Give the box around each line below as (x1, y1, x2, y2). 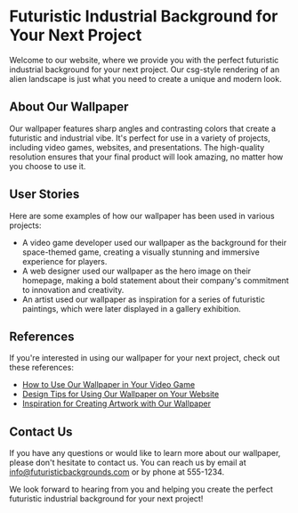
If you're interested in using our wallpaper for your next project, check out (9, 353, 280, 363)
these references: (9, 362, 74, 373)
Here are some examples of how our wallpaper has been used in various (9, 210, 275, 221)
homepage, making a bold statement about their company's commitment (21, 274, 289, 286)
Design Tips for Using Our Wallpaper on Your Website (21, 389, 220, 400)
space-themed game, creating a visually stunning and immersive (21, 247, 260, 257)
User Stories (9, 187, 80, 202)
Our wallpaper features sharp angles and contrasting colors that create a (9, 123, 277, 134)
